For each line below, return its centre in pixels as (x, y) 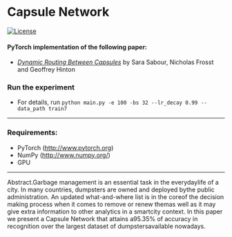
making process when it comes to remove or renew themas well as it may (112, 204)
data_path (31, 109)
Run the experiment (41, 87)
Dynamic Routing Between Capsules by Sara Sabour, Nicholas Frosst (115, 62)
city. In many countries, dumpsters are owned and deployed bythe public (111, 189)
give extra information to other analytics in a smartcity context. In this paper (115, 212)
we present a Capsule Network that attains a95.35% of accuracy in (103, 218)
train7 (58, 109)
